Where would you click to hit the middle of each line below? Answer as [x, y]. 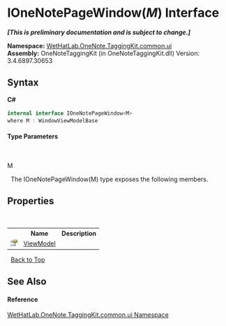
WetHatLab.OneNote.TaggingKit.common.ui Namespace [88, 315]
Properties [31, 201]
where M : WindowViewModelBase [53, 120]
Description [79, 234]
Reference [23, 299]
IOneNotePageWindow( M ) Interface [113, 13]
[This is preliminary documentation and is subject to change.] [99, 32]
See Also [27, 282]
